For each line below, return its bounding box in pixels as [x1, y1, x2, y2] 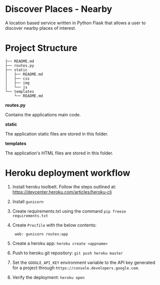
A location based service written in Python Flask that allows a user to [5, 20, 146, 26]
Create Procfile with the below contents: [12, 222, 97, 228]
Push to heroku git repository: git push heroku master [12, 250, 123, 256]
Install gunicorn [12, 198, 44, 204]
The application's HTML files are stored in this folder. [5, 150, 113, 156]
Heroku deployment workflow [5, 167, 130, 179]
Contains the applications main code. [5, 111, 81, 117]
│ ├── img [5, 80, 30, 85]
